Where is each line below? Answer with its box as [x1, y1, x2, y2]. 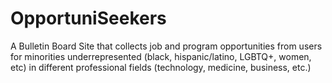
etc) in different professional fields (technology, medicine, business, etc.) [10, 61, 312, 73]
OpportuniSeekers [10, 7, 167, 30]
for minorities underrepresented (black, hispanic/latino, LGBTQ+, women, [10, 50, 312, 62]
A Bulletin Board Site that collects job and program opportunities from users [10, 40, 323, 52]
